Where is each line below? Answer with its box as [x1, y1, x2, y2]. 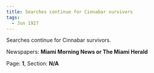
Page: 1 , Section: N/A [6, 60, 59, 67]
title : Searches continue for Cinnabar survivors [6, 8, 134, 15]
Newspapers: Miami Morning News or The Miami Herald [6, 48, 149, 56]
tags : [6, 14, 20, 21]
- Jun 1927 [11, 20, 39, 26]
